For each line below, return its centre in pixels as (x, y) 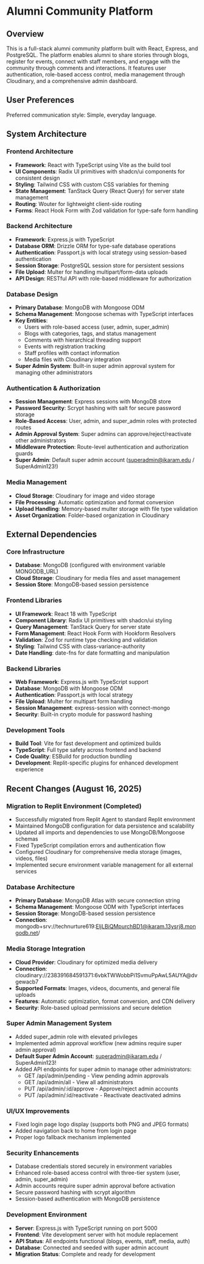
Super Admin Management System (59, 1023)
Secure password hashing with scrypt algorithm (75, 1192)
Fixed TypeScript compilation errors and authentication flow (90, 845)
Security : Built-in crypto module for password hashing (84, 714)
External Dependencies (52, 535)
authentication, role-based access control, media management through (96, 74)
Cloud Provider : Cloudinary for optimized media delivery (86, 962)
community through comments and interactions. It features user (86, 68)
